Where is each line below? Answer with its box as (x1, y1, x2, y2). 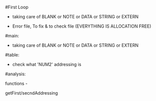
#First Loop (5, 4, 29, 10)
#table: (5, 52, 20, 58)
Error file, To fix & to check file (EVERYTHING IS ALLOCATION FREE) (12, 23, 152, 29)
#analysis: (5, 71, 26, 77)
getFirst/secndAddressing (5, 90, 58, 96)
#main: (5, 33, 19, 38)
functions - (5, 81, 28, 86)
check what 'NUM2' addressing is (12, 62, 81, 67)
